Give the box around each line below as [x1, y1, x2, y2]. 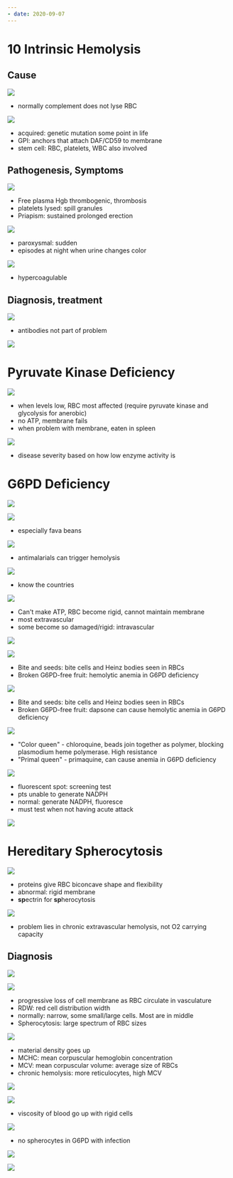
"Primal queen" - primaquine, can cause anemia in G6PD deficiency [17, 755, 217, 764]
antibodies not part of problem [17, 327, 107, 335]
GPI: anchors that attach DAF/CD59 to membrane [17, 136, 163, 144]
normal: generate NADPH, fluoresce [17, 797, 123, 806]
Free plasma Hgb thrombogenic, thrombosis [17, 196, 147, 205]
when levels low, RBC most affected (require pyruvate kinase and [17, 401, 209, 410]
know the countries [17, 580, 75, 589]
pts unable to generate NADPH [17, 790, 108, 799]
